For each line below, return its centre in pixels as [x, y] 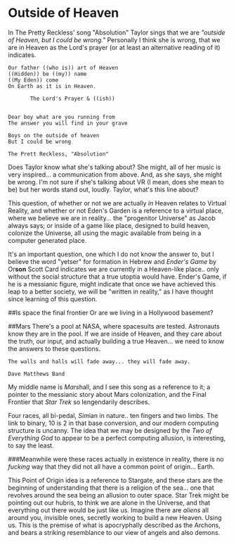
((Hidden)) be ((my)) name [47, 74]
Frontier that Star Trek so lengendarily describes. [79, 402]
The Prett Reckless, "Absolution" [59, 154]
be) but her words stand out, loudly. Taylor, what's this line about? [103, 189]
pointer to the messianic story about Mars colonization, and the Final [107, 394]
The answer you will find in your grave [68, 123]
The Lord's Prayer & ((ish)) [72, 99]
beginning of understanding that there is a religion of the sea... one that [111, 488]
